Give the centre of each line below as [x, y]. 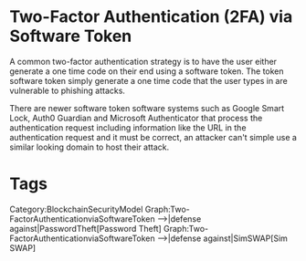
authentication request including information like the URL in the [128, 127]
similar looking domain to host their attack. [90, 147]
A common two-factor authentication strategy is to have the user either [143, 61]
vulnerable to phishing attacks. [68, 90]
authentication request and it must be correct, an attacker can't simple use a [153, 137]
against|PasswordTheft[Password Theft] [85, 228]
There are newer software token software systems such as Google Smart [147, 108]
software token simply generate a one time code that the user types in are [148, 80]
